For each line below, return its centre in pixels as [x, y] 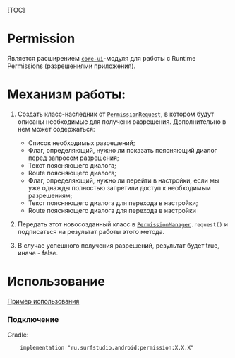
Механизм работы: [67, 94]
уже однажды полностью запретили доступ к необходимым [120, 187]
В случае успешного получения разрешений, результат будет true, [119, 245]
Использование [56, 282]
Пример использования [43, 301]
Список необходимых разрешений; [82, 143]
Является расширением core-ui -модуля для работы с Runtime [102, 58]
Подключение [33, 319]
